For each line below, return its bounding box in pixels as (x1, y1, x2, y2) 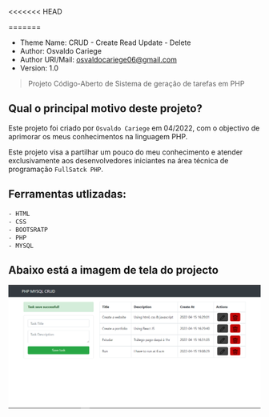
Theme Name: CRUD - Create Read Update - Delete (19, 38, 191, 47)
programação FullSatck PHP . (8, 164, 104, 174)
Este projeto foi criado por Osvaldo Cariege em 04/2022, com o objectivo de (8, 123, 260, 133)
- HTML (8, 210, 30, 218)
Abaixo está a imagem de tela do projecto (8, 263, 219, 277)
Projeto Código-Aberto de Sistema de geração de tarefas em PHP (27, 79, 245, 88)
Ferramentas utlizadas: (8, 187, 126, 201)
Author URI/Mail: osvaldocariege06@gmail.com (19, 55, 178, 64)
